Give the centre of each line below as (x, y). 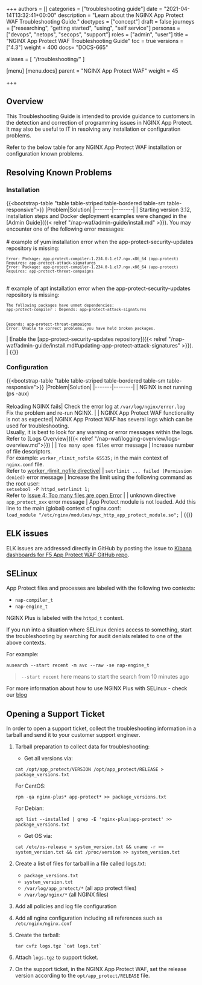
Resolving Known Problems (59, 173)
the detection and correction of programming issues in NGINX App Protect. (99, 122)
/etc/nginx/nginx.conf (43, 924)
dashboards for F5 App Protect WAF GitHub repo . (68, 555)
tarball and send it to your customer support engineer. (73, 735)
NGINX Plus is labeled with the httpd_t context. (65, 618)
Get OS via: (38, 836)
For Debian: (29, 808)
